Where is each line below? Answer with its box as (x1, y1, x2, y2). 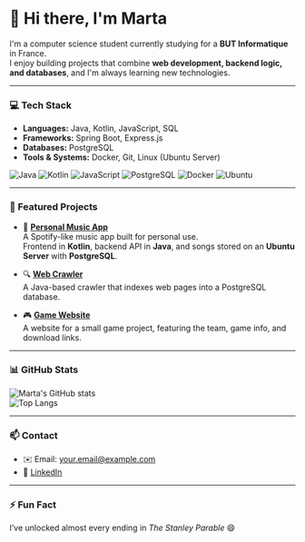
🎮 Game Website (22, 309, 91, 320)
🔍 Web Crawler (22, 268, 84, 280)
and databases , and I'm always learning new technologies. (9, 67, 231, 78)
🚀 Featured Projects (9, 201, 98, 213)
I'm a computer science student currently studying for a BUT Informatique (9, 38, 289, 49)
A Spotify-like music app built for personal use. (22, 231, 199, 241)
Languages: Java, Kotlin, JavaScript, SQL (22, 123, 179, 134)
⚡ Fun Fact (9, 498, 57, 511)
